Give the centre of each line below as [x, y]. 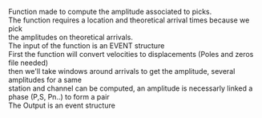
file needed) [28, 63]
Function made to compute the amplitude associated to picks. [110, 12]
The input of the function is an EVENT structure [87, 46]
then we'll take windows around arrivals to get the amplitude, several [122, 71]
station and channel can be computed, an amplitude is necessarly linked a [131, 88]
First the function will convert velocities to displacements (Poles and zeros [131, 54]
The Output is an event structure [62, 105]
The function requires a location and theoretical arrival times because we [129, 20]
